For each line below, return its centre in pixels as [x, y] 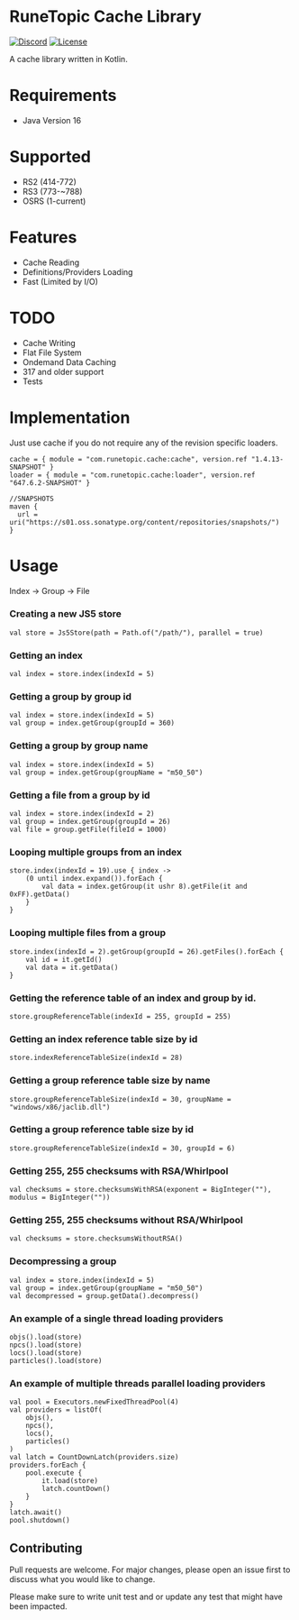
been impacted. [38, 1606]
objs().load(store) [46, 1337]
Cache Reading [51, 262]
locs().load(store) [46, 1353]
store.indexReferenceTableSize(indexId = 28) [96, 1058]
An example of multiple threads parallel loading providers [137, 1383]
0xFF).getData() [40, 894]
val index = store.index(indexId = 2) [82, 814]
